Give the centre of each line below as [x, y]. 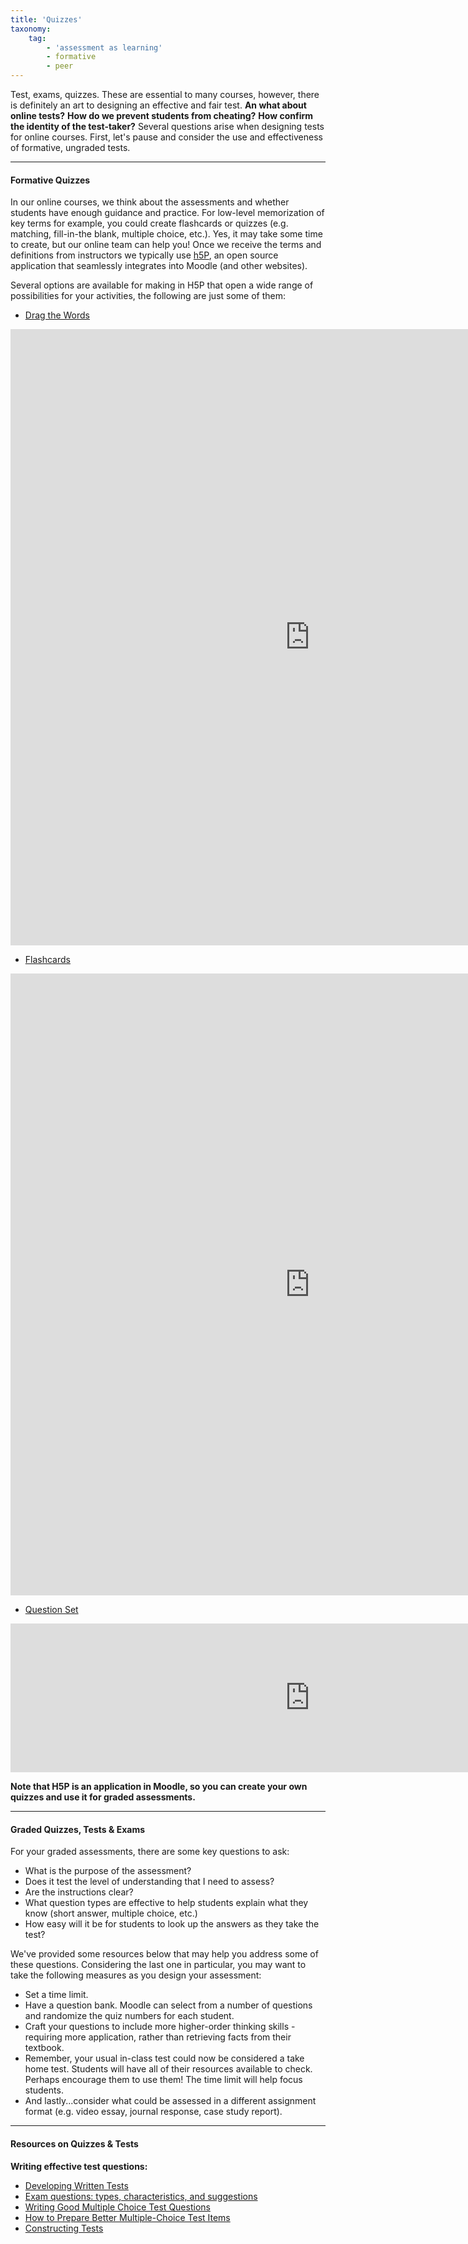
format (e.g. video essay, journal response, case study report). [153, 2112]
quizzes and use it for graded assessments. [103, 1797]
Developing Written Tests [76, 2185]
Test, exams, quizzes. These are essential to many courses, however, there [165, 94]
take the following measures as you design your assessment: [136, 1975]
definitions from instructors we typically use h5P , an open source [144, 255]
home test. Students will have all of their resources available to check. [168, 2069]
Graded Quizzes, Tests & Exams [78, 1829]
